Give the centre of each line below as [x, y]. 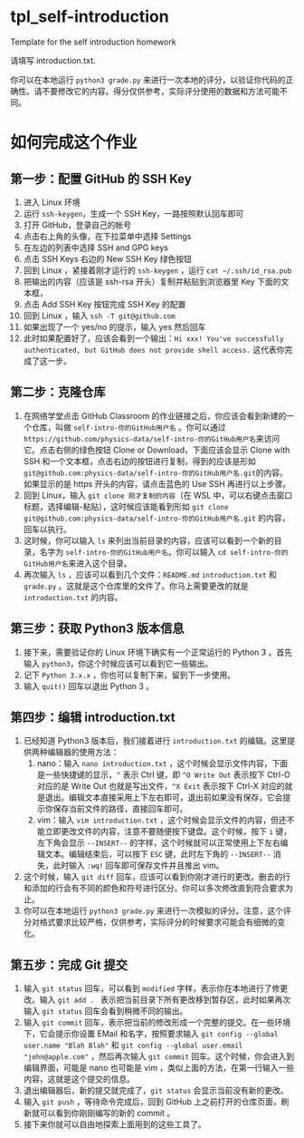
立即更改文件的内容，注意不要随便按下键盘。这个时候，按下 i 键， [168, 832]
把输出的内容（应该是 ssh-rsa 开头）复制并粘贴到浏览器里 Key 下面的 [152, 281]
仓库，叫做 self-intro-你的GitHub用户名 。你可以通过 [128, 427]
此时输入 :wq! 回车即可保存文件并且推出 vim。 [138, 866]
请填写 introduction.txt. [53, 60]
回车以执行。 [47, 529]
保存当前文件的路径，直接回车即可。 [120, 809]
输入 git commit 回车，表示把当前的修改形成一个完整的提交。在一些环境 [157, 1023]
